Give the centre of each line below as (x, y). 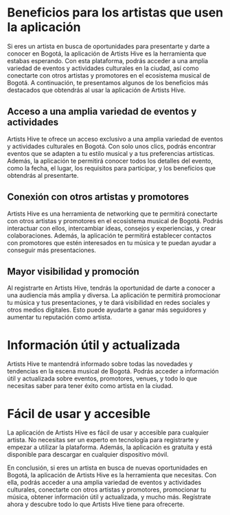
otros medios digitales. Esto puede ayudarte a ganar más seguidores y (107, 310)
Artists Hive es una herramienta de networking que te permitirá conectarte (112, 214)
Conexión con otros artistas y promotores (98, 197)
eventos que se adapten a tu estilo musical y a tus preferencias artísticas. (111, 153)
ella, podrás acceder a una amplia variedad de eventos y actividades (104, 483)
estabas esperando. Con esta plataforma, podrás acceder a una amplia (107, 60)
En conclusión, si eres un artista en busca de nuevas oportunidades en (107, 468)
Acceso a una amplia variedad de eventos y (102, 112)
